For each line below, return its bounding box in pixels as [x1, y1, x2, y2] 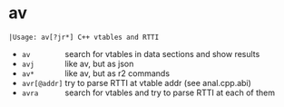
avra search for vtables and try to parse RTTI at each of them [21, 87, 276, 98]
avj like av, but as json [21, 58, 134, 69]
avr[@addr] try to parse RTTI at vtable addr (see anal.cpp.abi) [21, 77, 251, 88]
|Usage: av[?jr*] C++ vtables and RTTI [8, 33, 160, 42]
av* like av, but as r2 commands [21, 67, 170, 79]
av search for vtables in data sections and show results [21, 48, 260, 59]
